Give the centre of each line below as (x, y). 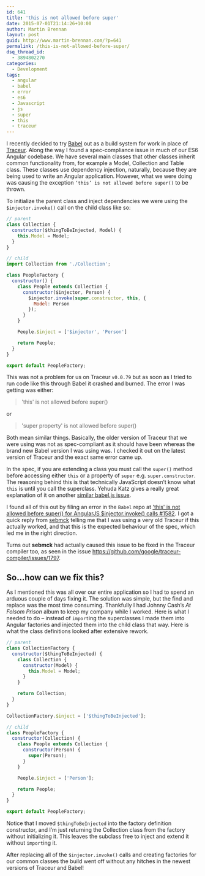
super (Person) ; (48, 756)
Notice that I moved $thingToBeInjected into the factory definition (89, 823)
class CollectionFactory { (41, 648)
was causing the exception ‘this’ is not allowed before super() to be (97, 183)
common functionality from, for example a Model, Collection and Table (95, 163)
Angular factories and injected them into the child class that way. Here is (98, 625)
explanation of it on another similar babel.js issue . (69, 495)
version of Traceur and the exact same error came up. (74, 457)
